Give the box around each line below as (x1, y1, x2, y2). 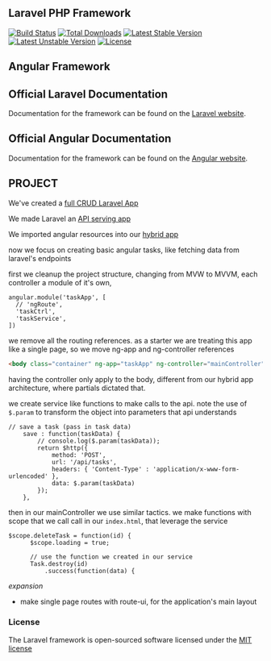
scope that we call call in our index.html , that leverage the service (8, 516, 228, 526)
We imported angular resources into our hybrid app (8, 229, 179, 239)
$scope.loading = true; (29, 538, 110, 547)
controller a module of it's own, (8, 277, 112, 287)
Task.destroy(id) (29, 559, 89, 567)
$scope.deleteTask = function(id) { (8, 531, 131, 539)
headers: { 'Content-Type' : (51, 465, 150, 473)
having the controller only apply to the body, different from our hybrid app (8, 374, 254, 384)
